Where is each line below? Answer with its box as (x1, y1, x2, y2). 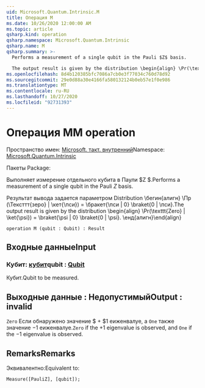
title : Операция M (6, 15, 53, 21)
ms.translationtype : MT (6, 82, 67, 88)
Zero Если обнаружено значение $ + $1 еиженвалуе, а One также (6, 318, 175, 325)
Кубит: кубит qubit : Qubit (6, 260, 85, 268)
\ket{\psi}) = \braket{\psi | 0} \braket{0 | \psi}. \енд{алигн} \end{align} (6, 214, 182, 221)
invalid (6, 301, 32, 312)
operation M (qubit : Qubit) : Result (6, 225, 105, 232)
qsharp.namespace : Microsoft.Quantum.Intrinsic (6, 37, 130, 43)
